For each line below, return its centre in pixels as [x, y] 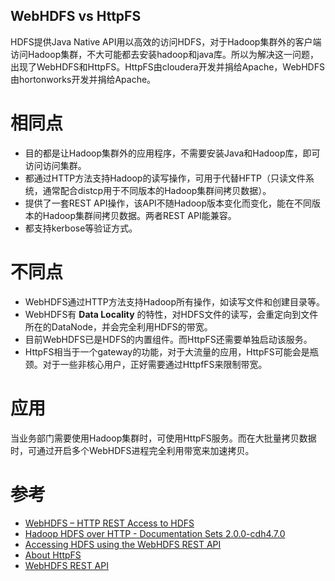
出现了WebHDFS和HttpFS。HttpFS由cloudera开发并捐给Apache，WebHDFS [167, 66]
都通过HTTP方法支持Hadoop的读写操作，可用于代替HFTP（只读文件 [165, 178]
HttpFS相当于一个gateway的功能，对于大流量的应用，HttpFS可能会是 [167, 351]
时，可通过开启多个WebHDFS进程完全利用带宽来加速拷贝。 [132, 450]
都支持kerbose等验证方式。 [81, 228]
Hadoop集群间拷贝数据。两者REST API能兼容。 [139, 215]
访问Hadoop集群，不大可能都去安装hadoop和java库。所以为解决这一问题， [164, 54]
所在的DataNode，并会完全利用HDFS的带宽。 [118, 326]
